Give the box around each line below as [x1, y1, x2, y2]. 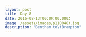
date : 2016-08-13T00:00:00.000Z [5, 16, 70, 21]
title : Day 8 [5, 12, 32, 16]
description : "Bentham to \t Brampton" [5, 25, 82, 30]
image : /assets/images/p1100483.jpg [5, 20, 79, 25]
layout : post [5, 7, 32, 12]
